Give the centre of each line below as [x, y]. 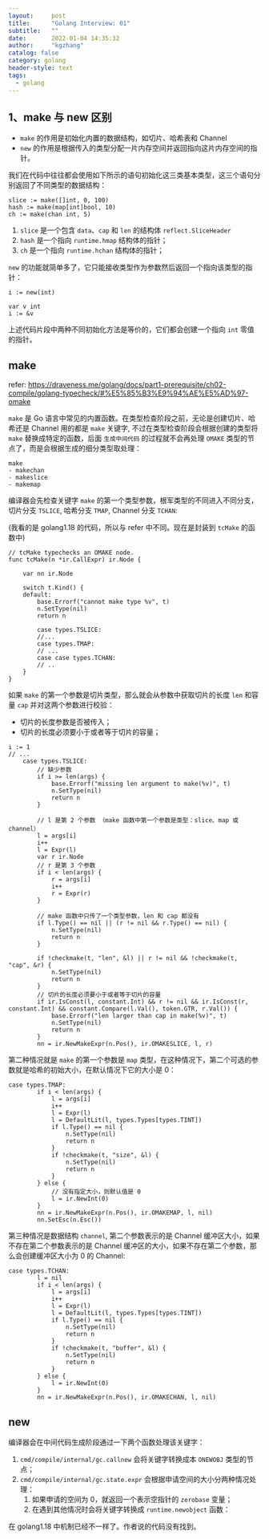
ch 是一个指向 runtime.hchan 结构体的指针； [92, 250]
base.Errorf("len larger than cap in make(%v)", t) [139, 1016]
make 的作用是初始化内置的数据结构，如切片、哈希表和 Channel [123, 138]
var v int [25, 307]
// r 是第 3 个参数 [66, 866]
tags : [17, 75]
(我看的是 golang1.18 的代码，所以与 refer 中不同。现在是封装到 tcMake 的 [128, 528]
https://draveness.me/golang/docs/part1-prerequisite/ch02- [127, 385]
